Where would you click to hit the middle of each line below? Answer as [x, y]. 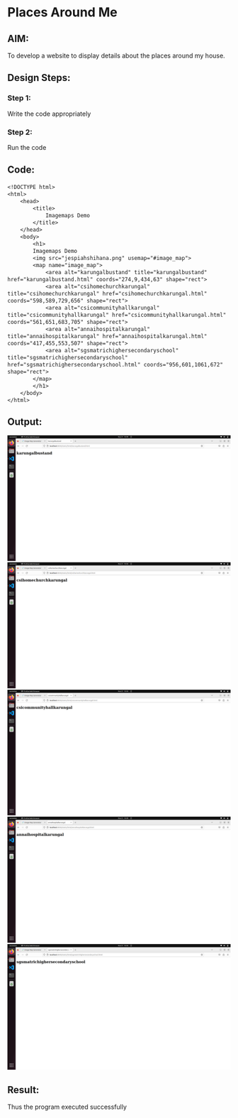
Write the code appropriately [49, 114]
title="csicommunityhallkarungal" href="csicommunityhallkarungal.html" [117, 315]
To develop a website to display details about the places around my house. [116, 55]
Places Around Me [63, 12]
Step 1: [19, 98]
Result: [23, 1090]
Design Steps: [39, 78]
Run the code [27, 147]
